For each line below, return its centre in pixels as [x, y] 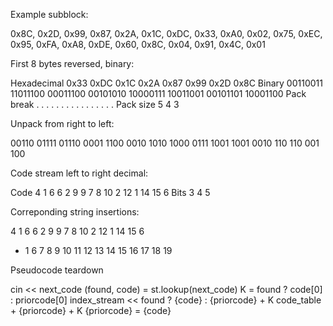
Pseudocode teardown [57, 270]
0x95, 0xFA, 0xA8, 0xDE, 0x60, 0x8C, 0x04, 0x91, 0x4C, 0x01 [138, 44]
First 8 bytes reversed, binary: [72, 63]
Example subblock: [49, 14]
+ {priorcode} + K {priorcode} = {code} [91, 310]
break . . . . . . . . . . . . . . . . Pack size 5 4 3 [95, 104]
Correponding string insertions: [75, 212]
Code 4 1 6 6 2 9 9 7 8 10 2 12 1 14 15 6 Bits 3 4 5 [110, 192]
